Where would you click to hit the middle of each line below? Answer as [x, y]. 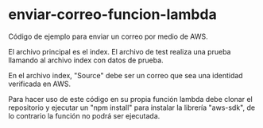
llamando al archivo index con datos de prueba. [86, 60]
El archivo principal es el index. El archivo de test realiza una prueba [120, 51]
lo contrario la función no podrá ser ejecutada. [84, 115]
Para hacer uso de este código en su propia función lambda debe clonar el [130, 99]
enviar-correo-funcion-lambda [112, 15]
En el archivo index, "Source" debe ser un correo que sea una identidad [126, 75]
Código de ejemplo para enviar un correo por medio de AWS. [108, 36]
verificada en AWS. [40, 84]
